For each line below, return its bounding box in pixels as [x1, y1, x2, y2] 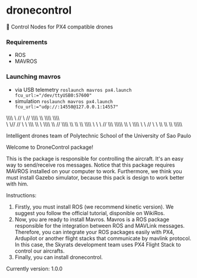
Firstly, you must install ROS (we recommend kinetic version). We [14, 203, 174, 210]
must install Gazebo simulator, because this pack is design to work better [6, 174, 185, 181]
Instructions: [6, 191, 37, 199]
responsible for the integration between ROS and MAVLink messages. [14, 222, 185, 229]
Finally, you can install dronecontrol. [14, 253, 103, 261]
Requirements [6, 38, 48, 46]
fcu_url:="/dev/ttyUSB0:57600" [14, 92, 92, 98]
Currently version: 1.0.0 [6, 265, 63, 272]
